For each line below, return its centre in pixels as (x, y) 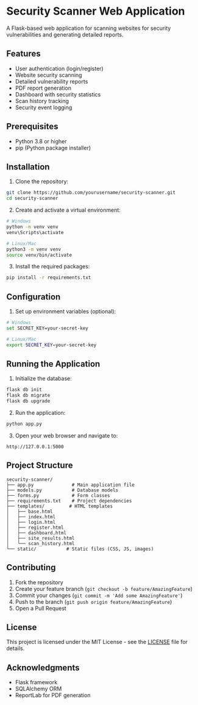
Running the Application (53, 364)
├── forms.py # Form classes (58, 495)
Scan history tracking (42, 101)
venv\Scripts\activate (35, 232)
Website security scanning (48, 75)
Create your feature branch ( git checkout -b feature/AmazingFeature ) (104, 589)
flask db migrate (28, 395)
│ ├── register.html (35, 528)
